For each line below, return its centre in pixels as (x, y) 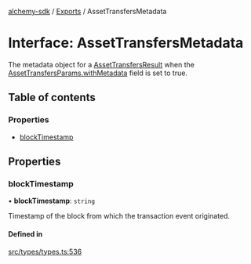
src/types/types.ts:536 (45, 251)
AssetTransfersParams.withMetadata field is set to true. (98, 73)
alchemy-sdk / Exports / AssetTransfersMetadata (87, 11)
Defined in (25, 233)
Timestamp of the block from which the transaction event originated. (119, 216)
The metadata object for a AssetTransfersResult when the (101, 64)
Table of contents (52, 98)
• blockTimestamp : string (52, 201)
